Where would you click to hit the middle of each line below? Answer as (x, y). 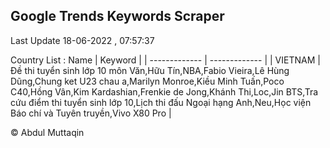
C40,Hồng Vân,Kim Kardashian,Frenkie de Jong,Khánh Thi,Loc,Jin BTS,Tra (164, 91)
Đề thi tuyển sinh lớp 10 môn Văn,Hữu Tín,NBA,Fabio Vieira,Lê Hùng (150, 70)
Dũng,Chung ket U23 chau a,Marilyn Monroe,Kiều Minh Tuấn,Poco (147, 81)
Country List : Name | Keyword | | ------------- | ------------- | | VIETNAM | (165, 60)
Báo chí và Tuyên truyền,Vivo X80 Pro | (91, 113)
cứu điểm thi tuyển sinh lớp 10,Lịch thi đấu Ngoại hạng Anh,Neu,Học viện (161, 102)
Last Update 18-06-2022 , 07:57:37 (82, 40)
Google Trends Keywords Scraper (117, 16)
